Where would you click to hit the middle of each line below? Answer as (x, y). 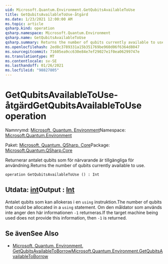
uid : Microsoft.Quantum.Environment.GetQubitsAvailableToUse (70, 10)
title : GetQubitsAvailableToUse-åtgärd (47, 14)
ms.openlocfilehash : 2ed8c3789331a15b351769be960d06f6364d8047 (72, 47)
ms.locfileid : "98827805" (32, 70)
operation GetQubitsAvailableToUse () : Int (52, 174)
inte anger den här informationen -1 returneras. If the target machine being (82, 212)
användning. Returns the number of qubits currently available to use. (75, 165)
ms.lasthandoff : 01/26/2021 (34, 65)
